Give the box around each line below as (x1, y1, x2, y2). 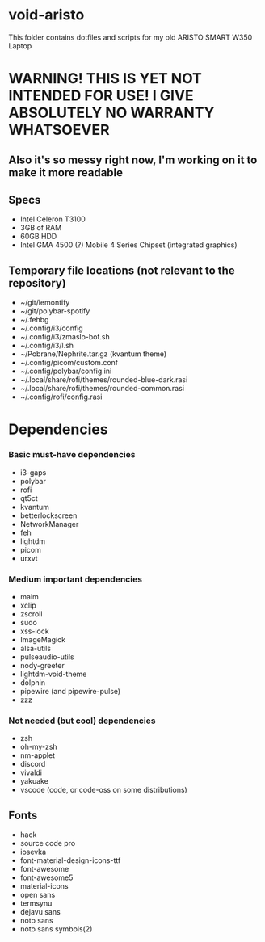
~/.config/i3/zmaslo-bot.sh (19, 332, 111, 342)
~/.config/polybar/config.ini (19, 366, 112, 376)
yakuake (19, 776, 48, 786)
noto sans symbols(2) (19, 924, 93, 934)
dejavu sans (19, 907, 61, 917)
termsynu (19, 898, 53, 908)
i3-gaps (19, 467, 47, 477)
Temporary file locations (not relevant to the (8, 263, 236, 277)
